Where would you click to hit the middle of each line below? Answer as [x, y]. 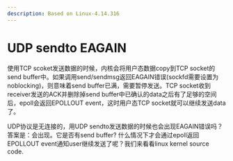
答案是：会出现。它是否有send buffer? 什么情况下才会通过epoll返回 [103, 135]
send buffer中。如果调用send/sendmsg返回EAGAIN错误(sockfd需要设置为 [113, 76]
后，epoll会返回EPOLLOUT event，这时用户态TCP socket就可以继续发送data [116, 103]
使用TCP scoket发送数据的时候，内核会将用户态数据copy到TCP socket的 [111, 68]
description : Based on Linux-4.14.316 [63, 14]
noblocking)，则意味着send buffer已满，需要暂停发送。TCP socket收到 [109, 85]
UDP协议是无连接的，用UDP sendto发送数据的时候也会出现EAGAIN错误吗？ [115, 126]
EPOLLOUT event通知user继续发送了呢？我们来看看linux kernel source [109, 144]
